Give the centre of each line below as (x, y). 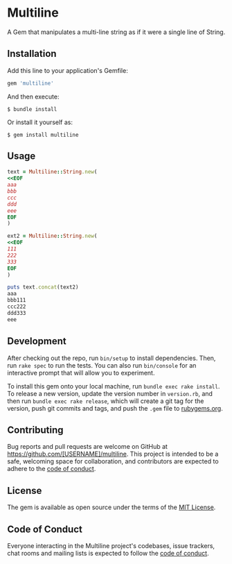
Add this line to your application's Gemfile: (68, 70)
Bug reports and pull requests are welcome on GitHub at (88, 447)
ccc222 (17, 307)
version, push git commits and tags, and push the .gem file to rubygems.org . (115, 408)
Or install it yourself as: (40, 122)
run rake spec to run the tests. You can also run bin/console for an (102, 365)
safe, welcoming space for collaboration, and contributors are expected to (113, 461)
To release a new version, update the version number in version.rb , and (110, 393)
